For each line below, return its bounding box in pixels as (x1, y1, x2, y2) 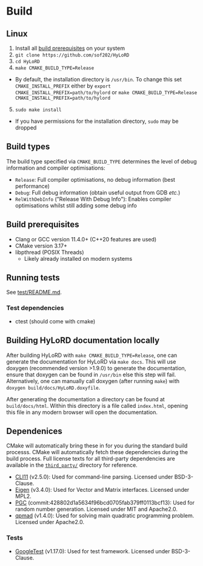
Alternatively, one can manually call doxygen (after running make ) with (6, 377, 180, 384)
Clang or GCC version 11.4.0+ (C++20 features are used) (15, 235, 157, 243)
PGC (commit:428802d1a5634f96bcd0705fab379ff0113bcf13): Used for (15, 499, 195, 506)
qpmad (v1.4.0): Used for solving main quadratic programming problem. (15, 512, 195, 519)
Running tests (6, 272, 61, 283)
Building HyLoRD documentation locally (6, 336, 160, 346)
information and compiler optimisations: (6, 164, 105, 171)
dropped (15, 124, 37, 131)
